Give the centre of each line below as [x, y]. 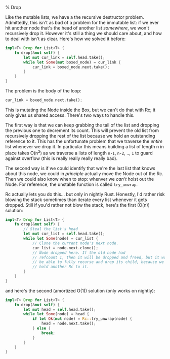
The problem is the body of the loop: [44, 91]
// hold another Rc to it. [61, 267]
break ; [48, 333]
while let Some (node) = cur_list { [61, 239]
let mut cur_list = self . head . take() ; [64, 234]
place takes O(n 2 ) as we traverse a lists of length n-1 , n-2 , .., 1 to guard [79, 152]
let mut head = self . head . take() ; [60, 309]
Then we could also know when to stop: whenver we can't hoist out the [80, 179]
